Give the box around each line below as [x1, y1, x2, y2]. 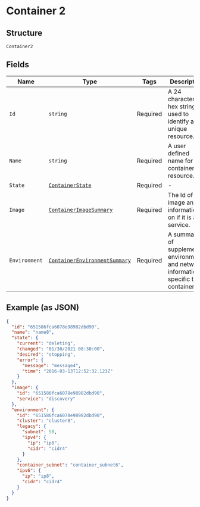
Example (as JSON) [6, 302, 79, 313]
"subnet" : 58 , [21, 429, 58, 435]
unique [167, 124, 187, 133]
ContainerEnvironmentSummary [48, 257, 132, 264]
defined [167, 149, 189, 157]
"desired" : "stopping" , [17, 351, 76, 358]
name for [167, 157, 193, 165]
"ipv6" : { [17, 468, 42, 474]
